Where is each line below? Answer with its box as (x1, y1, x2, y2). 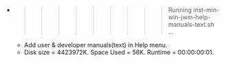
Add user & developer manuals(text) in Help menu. (23, 41, 167, 49)
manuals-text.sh (167, 21, 215, 28)
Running (167, 6, 192, 14)
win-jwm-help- (167, 13, 211, 21)
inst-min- (192, 6, 220, 14)
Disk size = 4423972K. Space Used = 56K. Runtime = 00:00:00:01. (23, 48, 214, 56)
